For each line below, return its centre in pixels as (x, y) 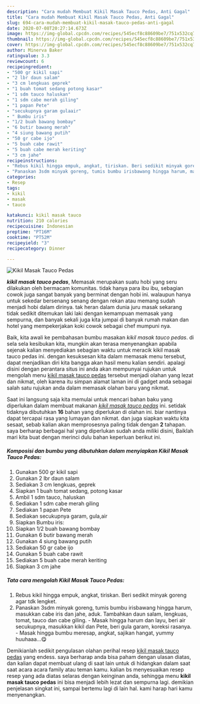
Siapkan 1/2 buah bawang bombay (58, 529)
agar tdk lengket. (36, 601)
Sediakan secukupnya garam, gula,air (61, 516)
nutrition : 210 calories (37, 221)
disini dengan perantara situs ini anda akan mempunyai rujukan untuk (92, 369)
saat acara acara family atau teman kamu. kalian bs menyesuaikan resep (96, 670)
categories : (21, 177)
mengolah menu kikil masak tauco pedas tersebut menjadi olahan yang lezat (100, 375)
